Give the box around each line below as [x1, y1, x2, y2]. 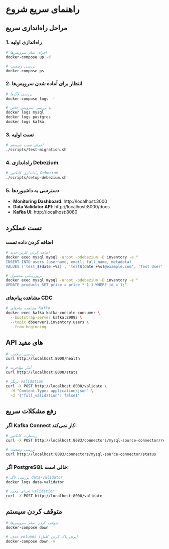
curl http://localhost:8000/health [6, 356, 80, 361]
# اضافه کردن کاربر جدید [6, 250, 50, 255]
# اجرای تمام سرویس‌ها [6, 50, 47, 55]
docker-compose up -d [6, 54, 51, 60]
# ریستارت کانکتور [6, 433, 37, 439]
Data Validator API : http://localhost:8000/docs [13, 204, 110, 210]
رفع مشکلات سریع [6, 407, 57, 415]
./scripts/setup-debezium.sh [6, 175, 67, 180]
